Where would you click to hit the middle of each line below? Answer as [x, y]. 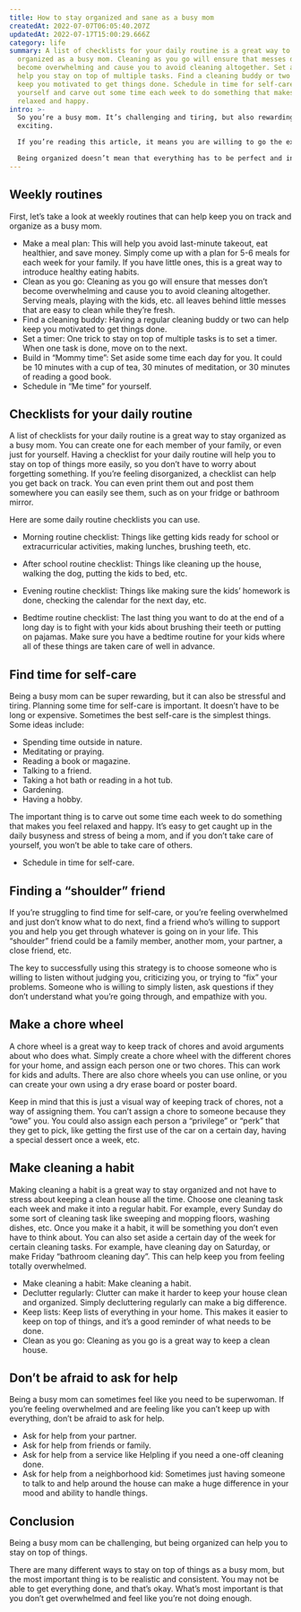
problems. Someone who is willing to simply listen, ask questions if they [142, 987]
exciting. [35, 126]
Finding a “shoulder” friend [87, 891]
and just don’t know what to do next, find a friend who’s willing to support [145, 922]
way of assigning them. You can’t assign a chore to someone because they [148, 1111]
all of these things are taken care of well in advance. [119, 646]
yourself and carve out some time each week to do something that [144, 92]
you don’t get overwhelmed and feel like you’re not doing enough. [131, 1599]
